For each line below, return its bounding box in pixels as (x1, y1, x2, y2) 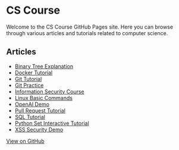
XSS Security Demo (14, 126, 64, 133)
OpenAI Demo (14, 101, 49, 108)
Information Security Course (14, 87, 84, 95)
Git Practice (14, 82, 44, 89)
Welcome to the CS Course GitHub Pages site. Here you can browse (6, 23, 174, 30)
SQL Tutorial (14, 113, 46, 120)
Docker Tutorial (14, 69, 53, 76)
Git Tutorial (14, 75, 42, 82)
